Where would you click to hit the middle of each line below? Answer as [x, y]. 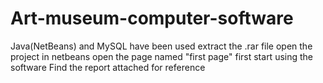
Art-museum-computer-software [152, 18]
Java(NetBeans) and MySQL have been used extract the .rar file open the [161, 46]
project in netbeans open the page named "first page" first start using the [162, 56]
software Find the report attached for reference [108, 67]
